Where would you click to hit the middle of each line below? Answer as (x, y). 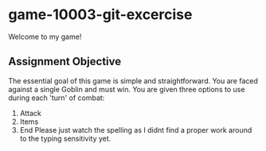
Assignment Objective (65, 62)
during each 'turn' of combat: (57, 98)
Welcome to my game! (45, 37)
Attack (30, 113)
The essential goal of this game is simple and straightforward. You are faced (133, 80)
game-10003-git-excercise (100, 15)
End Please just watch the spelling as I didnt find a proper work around (136, 130)
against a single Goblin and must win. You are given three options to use (127, 89)
